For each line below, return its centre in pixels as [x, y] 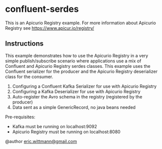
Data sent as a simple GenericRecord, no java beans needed [74, 107]
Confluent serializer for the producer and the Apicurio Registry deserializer [81, 71]
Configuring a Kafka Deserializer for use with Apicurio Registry [76, 91]
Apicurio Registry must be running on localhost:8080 [66, 132]
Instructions [24, 44]
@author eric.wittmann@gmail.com [41, 141]
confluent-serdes [42, 9]
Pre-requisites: [20, 117]
